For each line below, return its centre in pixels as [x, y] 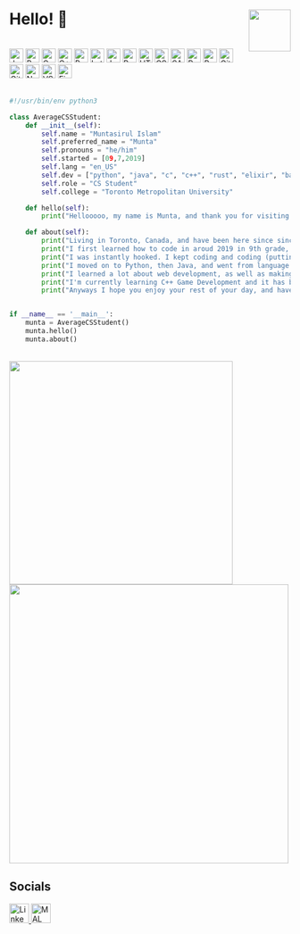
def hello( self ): [58, 208]
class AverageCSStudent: [55, 117]
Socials [30, 887]
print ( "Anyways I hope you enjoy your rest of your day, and [158, 290]
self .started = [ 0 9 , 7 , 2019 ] [93, 159]
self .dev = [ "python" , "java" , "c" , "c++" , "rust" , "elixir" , [159, 175]
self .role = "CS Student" [90, 183]
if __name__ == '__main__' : [62, 314]
